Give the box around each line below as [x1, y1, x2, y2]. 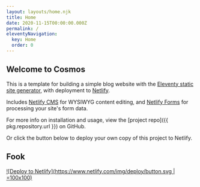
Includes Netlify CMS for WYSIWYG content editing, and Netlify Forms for [6, 98, 189, 105]
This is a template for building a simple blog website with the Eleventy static [6, 80, 194, 88]
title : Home [6, 14, 36, 20]
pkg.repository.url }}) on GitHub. [6, 122, 86, 129]
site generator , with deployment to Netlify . [6, 86, 110, 93]
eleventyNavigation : [6, 31, 58, 37]
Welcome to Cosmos [6, 64, 86, 75]
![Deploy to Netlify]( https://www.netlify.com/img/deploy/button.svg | [6, 167, 175, 174]
